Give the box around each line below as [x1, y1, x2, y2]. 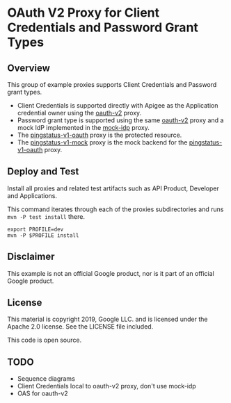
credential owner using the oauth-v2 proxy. [17, 109, 142, 117]
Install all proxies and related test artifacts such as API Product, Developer [7, 184, 219, 192]
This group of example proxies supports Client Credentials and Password [7, 81, 217, 88]
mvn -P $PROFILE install [7, 231, 79, 239]
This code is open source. [7, 336, 82, 345]
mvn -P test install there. [7, 212, 86, 220]
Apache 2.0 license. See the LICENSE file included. [7, 322, 154, 331]
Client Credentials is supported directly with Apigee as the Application [17, 101, 218, 109]
